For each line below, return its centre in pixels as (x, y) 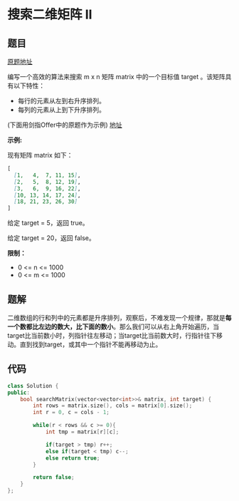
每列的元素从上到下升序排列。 (61, 110)
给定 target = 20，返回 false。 (52, 238)
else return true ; (73, 458)
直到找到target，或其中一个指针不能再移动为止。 (91, 344)
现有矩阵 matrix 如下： (40, 155)
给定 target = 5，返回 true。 (48, 223)
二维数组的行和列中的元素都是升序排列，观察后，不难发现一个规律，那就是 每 (119, 317)
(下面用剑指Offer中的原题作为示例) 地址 (65, 125)
